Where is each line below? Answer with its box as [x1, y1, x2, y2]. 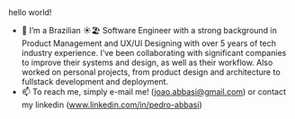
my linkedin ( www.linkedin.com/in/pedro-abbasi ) [21, 99, 203, 110]
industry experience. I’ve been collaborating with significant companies [21, 48, 287, 58]
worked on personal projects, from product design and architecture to [21, 67, 281, 78]
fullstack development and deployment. [21, 77, 168, 87]
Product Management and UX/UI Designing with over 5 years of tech [21, 38, 276, 49]
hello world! [8, 7, 52, 17]
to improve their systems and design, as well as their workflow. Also [21, 57, 273, 68]
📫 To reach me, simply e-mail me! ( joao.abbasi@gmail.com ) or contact [21, 87, 287, 96]
